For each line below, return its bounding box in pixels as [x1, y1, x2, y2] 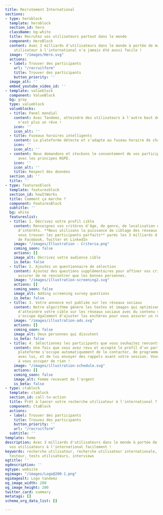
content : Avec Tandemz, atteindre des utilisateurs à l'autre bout [14, 115, 153, 120]
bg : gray [9, 97, 27, 102]
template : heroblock [9, 20, 51, 26]
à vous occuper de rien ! [17, 359, 70, 364]
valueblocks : [9, 106, 36, 112]
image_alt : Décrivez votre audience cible [14, 255, 101, 260]
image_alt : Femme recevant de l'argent [14, 377, 95, 382]
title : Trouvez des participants [14, 418, 81, 422]
